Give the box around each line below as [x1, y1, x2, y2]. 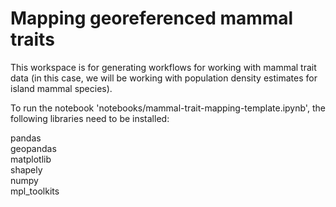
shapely [10, 163, 43, 176]
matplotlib [10, 153, 52, 165]
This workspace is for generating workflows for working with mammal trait [10, 61, 317, 73]
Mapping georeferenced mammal [10, 7, 294, 30]
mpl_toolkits [10, 185, 60, 197]
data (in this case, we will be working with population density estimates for [10, 72, 318, 84]
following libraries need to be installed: [10, 112, 170, 124]
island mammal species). [10, 82, 113, 94]
